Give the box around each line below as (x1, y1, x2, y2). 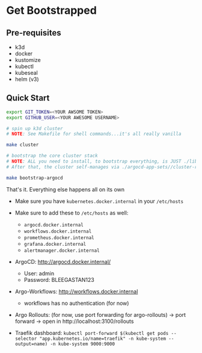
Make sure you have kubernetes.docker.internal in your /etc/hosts (14, 197, 184, 205)
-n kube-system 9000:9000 (50, 341, 115, 347)
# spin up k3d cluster (6, 125, 63, 131)
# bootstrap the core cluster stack (6, 153, 98, 159)
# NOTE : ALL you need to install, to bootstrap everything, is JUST (6, 158, 182, 164)
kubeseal (14, 69, 38, 76)
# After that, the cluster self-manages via (6, 164, 120, 170)
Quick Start (6, 93, 50, 103)
